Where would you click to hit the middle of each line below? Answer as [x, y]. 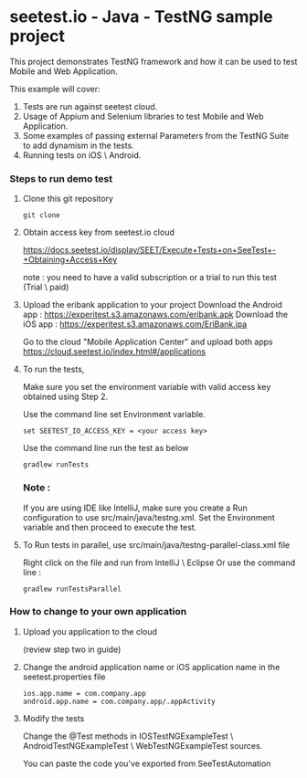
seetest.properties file [64, 677]
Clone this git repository [68, 199]
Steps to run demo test [61, 178]
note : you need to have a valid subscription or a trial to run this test [149, 278]
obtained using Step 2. [65, 397]
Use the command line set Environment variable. [114, 415]
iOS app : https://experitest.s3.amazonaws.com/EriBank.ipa [135, 324]
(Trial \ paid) [46, 287]
